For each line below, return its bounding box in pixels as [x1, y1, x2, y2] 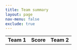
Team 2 [50, 36, 69, 43]
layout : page [5, 12, 33, 17]
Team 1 [8, 36, 26, 43]
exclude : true [5, 21, 35, 26]
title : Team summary [5, 7, 49, 12]
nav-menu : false [5, 16, 40, 21]
